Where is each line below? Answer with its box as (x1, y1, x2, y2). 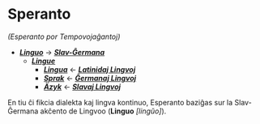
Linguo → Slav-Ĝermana (19, 47, 105, 57)
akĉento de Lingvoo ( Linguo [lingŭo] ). (40, 106, 167, 116)
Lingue (31, 56, 56, 66)
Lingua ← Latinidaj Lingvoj (43, 64, 136, 74)
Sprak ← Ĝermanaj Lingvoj (43, 73, 137, 83)
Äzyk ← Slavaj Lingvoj (43, 82, 121, 92)
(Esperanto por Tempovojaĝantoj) (7, 32, 121, 41)
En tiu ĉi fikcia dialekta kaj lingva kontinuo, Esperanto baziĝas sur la (7, 97, 233, 107)
